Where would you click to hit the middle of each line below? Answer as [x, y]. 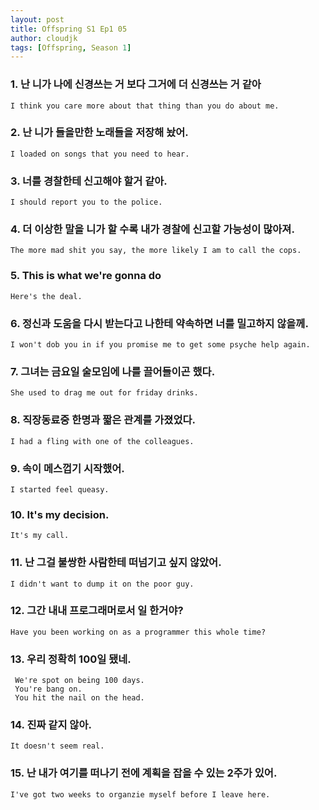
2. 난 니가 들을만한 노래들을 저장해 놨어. [99, 133]
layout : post [37, 19]
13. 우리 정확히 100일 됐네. [71, 659]
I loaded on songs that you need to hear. [100, 154]
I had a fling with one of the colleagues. [102, 441]
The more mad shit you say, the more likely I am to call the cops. [156, 251]
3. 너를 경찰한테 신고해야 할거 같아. [89, 181]
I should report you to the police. [86, 202]
